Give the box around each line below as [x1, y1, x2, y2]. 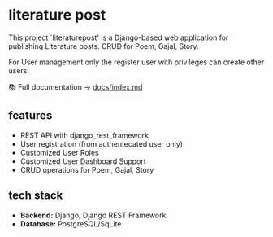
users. [8, 65, 30, 75]
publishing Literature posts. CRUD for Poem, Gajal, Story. [8, 41, 199, 50]
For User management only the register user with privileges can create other [8, 57, 265, 67]
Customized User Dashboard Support [19, 156, 146, 166]
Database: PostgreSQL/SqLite [19, 218, 122, 229]
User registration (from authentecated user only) [19, 138, 184, 148]
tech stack [8, 189, 63, 203]
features [8, 108, 53, 123]
